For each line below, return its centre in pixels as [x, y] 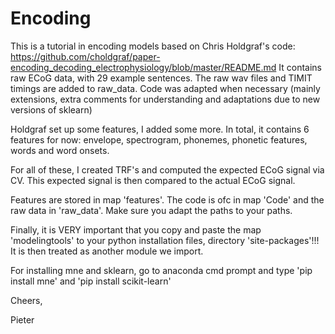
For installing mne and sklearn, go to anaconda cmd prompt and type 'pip [161, 270]
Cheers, [26, 300]
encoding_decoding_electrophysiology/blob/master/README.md [143, 67]
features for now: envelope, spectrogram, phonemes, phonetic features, [159, 139]
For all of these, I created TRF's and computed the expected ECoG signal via [167, 169]
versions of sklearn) [51, 109]
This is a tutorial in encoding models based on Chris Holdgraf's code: [153, 46]
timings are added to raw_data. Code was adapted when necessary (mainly [165, 88]
